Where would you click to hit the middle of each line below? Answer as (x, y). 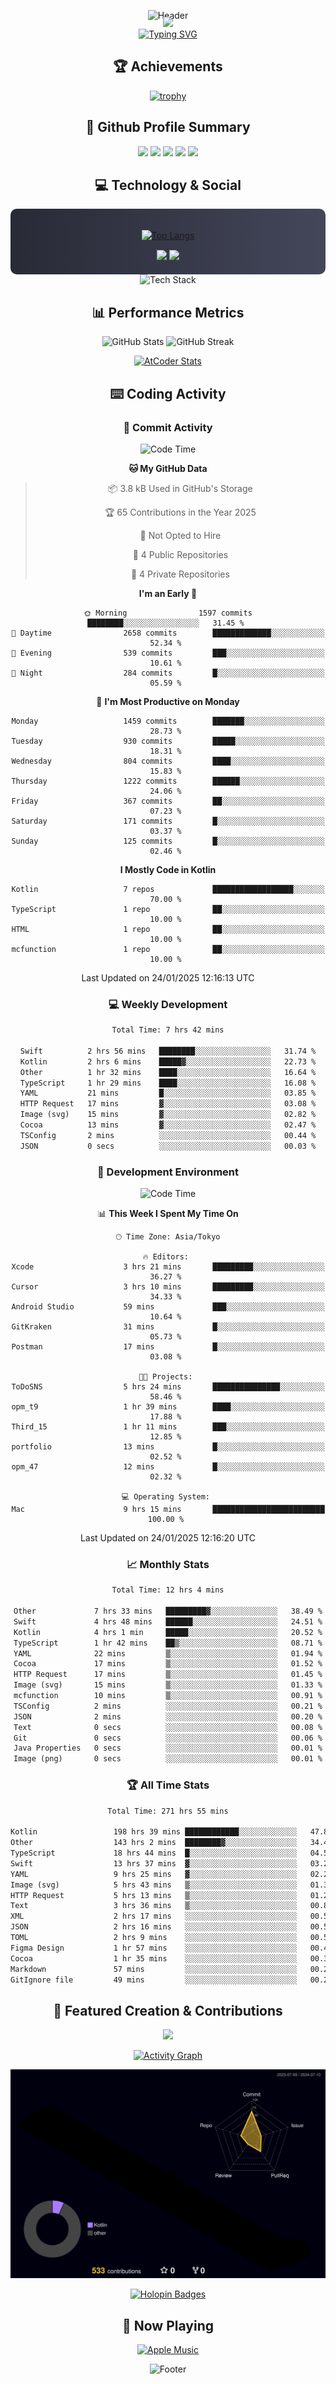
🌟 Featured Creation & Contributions (168, 2010)
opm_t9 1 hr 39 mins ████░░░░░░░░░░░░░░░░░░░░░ (168, 1407)
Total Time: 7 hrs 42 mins (168, 1030)
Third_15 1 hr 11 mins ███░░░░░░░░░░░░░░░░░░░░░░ (168, 1427)
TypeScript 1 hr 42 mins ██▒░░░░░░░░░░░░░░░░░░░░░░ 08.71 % (168, 1643)
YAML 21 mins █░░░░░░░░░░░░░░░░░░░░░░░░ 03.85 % (168, 1093)
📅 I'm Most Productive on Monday (168, 701)
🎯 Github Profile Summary (168, 127)
